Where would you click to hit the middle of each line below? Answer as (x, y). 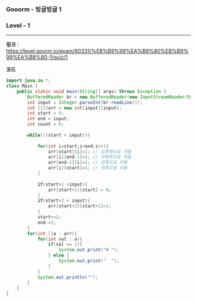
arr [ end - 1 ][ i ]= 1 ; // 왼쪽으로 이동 (88, 163)
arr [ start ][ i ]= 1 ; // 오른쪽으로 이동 (90, 152)
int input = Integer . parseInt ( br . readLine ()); (85, 102)
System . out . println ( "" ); (68, 277)
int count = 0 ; (46, 125)
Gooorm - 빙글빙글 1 (34, 9)
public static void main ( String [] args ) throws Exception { (91, 91)
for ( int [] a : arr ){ (52, 233)
